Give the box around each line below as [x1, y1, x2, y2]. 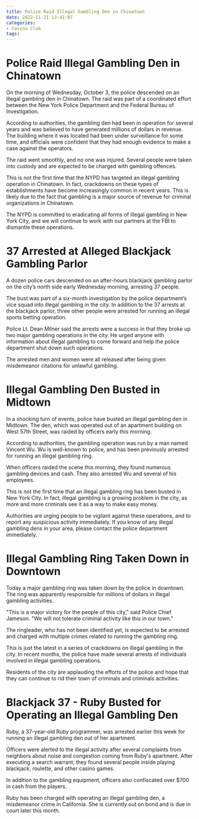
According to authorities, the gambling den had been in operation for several [6, 120, 194, 127]
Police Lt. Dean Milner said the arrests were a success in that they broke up [6, 325, 191, 332]
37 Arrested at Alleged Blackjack [6, 245, 171, 258]
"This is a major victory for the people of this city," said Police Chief [6, 608, 172, 615]
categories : [6, 20, 36, 26]
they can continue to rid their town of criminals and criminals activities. [6, 674, 179, 682]
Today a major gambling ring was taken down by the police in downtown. [6, 584, 185, 591]
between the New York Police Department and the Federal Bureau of [6, 102, 174, 109]
